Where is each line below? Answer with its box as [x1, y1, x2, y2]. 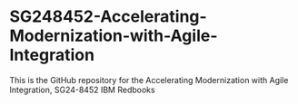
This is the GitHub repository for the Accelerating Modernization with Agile [9, 74, 289, 85]
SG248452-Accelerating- [9, 6, 207, 27]
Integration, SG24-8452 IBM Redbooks [9, 84, 156, 95]
